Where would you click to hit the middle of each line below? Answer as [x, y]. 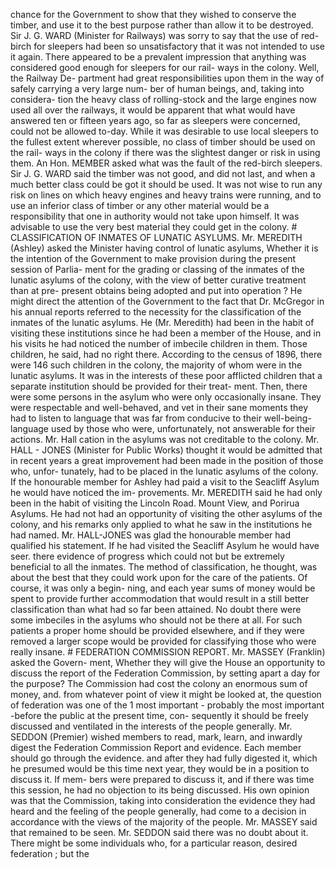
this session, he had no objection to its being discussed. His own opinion [160, 790]
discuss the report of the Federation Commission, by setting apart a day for [165, 673]
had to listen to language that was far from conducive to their [136, 418]
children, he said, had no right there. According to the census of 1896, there [166, 354]
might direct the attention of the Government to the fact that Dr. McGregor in [167, 301]
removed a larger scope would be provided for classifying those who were [163, 641]
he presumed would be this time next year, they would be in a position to [160, 768]
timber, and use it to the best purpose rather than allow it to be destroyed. [162, 25]
